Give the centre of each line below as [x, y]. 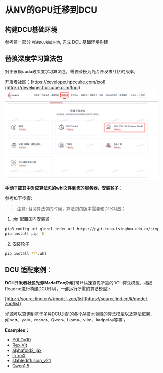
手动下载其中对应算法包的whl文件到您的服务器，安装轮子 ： [64, 188]
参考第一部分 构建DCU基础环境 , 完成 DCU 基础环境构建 [57, 42]
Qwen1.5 [21, 366]
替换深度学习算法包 [34, 59]
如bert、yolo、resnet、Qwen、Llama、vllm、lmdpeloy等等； [66, 320]
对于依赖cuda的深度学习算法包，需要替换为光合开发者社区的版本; [70, 71]
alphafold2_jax [27, 350]
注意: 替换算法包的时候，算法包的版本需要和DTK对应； [71, 209]
